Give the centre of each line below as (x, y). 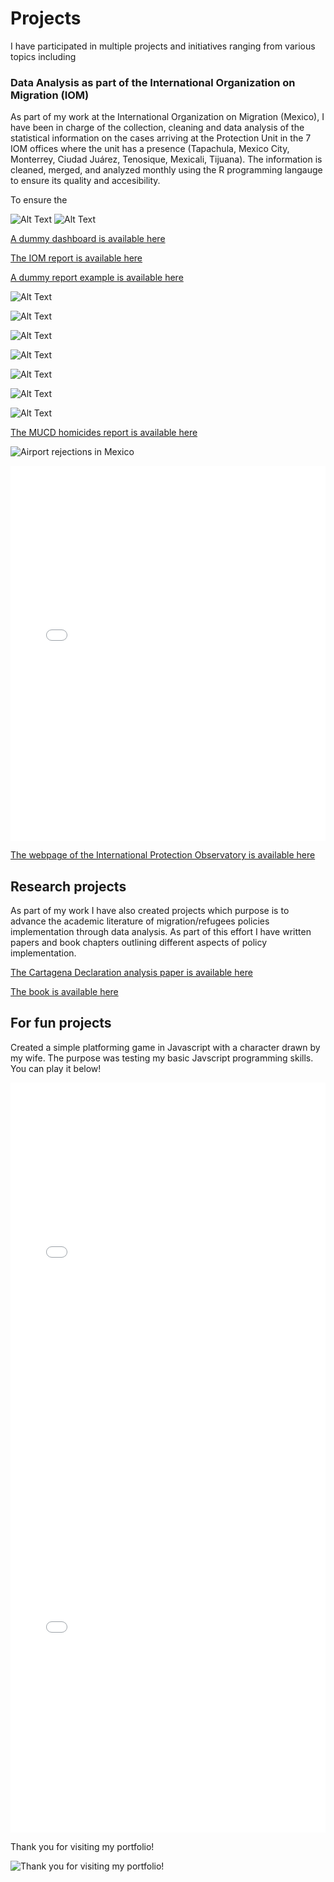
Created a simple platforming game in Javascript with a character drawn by (165, 1047)
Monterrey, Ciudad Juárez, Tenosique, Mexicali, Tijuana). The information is (166, 159)
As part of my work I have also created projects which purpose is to (150, 911)
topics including (43, 56)
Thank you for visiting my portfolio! (82, 1846)
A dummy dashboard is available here (88, 239)
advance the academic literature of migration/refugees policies (140, 921)
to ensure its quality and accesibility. (85, 181)
